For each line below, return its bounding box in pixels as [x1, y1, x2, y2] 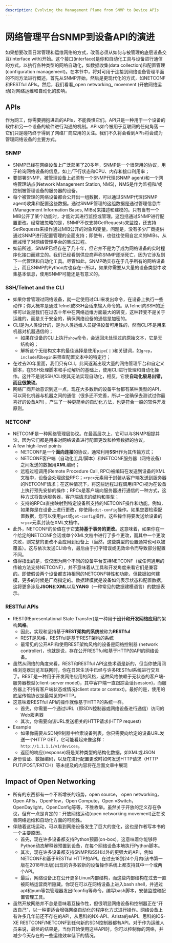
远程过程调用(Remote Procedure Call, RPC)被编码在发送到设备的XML [20, 468, 165, 475]
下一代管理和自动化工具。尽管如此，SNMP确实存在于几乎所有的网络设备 [12, 258, 165, 264]
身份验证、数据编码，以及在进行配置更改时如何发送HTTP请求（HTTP [12, 755, 158, 762]
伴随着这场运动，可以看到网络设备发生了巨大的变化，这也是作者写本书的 [12, 823, 165, 830]
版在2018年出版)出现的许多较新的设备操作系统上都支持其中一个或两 [20, 862, 163, 868]
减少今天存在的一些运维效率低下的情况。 [12, 932, 98, 939]
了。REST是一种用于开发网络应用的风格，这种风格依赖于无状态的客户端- [12, 673, 165, 679]
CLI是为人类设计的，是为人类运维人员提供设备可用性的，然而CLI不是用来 [12, 322, 166, 328]
